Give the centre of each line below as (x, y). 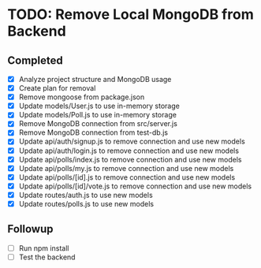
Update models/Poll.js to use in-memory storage (97, 115)
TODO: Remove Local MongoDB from (130, 15)
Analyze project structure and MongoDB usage (95, 79)
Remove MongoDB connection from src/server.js (98, 124)
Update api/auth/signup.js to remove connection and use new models (132, 141)
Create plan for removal (57, 88)
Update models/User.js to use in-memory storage (99, 106)
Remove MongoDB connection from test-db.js (93, 132)
